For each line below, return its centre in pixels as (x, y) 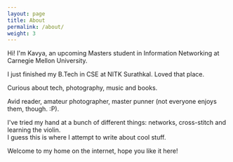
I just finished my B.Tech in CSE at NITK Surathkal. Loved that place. (106, 74)
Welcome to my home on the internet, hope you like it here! (93, 151)
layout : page (26, 14)
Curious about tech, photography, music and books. (82, 88)
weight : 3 (22, 33)
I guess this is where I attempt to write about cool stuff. (87, 137)
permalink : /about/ (36, 27)
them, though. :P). (33, 109)
